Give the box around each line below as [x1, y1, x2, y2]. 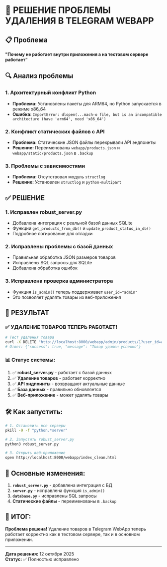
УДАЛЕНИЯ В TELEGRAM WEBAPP [5, 15, 154, 26]
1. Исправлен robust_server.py [5, 208, 82, 215]
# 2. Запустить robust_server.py [5, 437, 75, 442]
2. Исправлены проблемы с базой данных [5, 243, 113, 250]
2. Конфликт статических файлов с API [5, 128, 105, 135]
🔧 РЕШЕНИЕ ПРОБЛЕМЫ [5, 4, 111, 16]
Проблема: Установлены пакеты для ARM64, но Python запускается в [12, 100, 162, 106]
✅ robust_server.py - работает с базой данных [12, 370, 112, 376]
